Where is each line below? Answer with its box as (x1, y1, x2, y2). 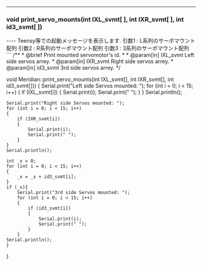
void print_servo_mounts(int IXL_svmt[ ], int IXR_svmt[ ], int (6, 15, 185, 23)
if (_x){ (6, 184, 28, 190)
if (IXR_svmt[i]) (17, 116, 61, 122)
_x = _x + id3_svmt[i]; (17, 174, 77, 180)
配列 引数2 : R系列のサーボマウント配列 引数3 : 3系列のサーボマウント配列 (6, 44, 189, 52)
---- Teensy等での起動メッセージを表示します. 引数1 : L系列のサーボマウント (6, 37, 195, 44)
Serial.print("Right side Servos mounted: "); (6, 100, 125, 106)
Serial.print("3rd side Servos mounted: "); (17, 190, 130, 196)
